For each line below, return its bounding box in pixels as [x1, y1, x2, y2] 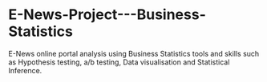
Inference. [8, 65, 42, 75]
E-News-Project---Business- [8, 6, 206, 24]
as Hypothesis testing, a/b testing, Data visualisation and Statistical [8, 57, 230, 67]
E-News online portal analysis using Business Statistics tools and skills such [8, 49, 260, 58]
